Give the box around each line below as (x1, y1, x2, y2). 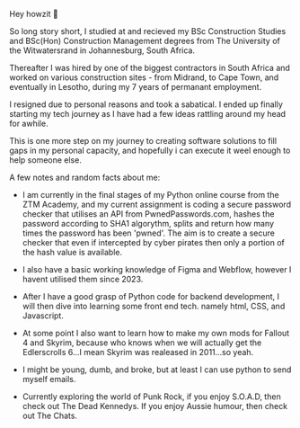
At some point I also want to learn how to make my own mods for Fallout (22, 328, 290, 338)
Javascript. (22, 310, 65, 321)
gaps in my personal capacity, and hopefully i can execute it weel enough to (9, 145, 291, 156)
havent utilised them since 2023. (22, 274, 144, 284)
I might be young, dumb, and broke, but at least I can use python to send (22, 364, 292, 375)
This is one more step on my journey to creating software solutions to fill (9, 136, 277, 146)
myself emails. (22, 374, 76, 384)
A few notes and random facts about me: (9, 172, 161, 183)
